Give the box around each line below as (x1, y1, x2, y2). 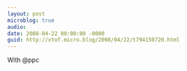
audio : (7, 23, 27, 30)
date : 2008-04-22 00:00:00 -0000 (7, 30, 105, 37)
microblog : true (7, 17, 55, 24)
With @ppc (7, 56, 40, 64)
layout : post (7, 10, 46, 18)
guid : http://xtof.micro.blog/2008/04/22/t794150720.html (7, 37, 180, 44)
